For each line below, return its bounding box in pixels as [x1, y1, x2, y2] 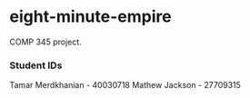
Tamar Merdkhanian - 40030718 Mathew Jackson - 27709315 [9, 80, 241, 91]
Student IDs [9, 59, 63, 72]
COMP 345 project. [9, 36, 82, 47]
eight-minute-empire [9, 6, 172, 27]
